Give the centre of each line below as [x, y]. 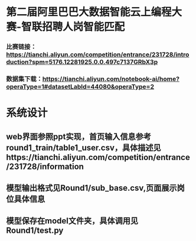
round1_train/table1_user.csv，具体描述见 [84, 147]
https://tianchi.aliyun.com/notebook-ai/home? [111, 79]
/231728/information [45, 166]
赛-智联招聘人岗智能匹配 [66, 27]
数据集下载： [24, 79]
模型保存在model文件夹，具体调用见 [72, 221]
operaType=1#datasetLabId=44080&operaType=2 [80, 87]
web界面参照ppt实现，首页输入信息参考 [79, 136]
